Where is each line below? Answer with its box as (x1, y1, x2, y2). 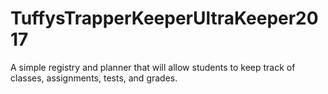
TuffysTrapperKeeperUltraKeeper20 (10, 7, 319, 30)
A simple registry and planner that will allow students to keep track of (10, 61, 296, 73)
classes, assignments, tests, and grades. (10, 72, 178, 84)
